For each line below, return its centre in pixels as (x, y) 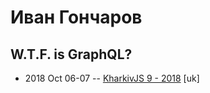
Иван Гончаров (76, 17)
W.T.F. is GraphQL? (71, 54)
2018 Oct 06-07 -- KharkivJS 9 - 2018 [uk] (112, 78)
